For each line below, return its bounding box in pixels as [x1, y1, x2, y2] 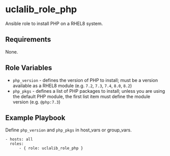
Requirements [5, 35, 51, 44]
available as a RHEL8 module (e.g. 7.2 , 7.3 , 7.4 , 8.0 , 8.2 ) [12, 83, 132, 89]
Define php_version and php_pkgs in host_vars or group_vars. [5, 127, 132, 133]
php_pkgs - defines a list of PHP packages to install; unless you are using [12, 88, 165, 94]
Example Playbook [5, 113, 65, 122]
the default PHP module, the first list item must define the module [12, 93, 151, 99]
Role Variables [5, 64, 52, 72]
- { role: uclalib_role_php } [18, 146, 83, 151]
